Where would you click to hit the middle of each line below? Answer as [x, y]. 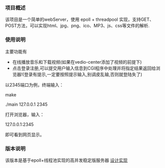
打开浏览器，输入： [25, 114]
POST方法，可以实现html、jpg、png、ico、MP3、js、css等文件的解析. [77, 26]
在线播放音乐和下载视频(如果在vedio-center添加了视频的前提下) [77, 62]
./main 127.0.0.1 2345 [27, 104]
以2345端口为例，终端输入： [34, 84]
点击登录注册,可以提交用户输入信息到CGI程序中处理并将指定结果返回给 [84, 68]
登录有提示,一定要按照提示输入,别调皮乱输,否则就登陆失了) [83, 74]
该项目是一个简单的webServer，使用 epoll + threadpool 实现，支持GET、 [80, 20]
